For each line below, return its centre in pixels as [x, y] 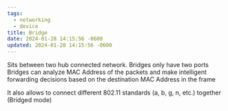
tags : [15, 13]
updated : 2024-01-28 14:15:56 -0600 [60, 45]
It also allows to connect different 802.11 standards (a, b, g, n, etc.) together [114, 92]
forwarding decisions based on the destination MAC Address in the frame [111, 79]
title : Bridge [28, 33]
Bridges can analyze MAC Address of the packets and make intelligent [107, 72]
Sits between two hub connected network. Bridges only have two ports [108, 65]
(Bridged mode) [30, 100]
